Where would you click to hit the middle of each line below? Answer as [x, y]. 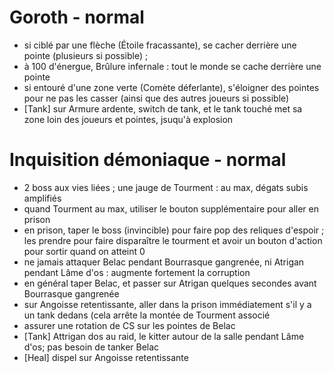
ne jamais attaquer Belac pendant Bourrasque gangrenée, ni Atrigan [164, 262]
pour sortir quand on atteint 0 [84, 251]
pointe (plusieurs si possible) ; [86, 55]
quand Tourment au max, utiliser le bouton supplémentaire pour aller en [171, 208]
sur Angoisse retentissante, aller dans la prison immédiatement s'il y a [167, 304]
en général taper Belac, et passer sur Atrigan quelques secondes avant [170, 283]
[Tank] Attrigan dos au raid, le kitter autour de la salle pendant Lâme [164, 336]
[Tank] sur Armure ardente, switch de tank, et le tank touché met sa [163, 108]
